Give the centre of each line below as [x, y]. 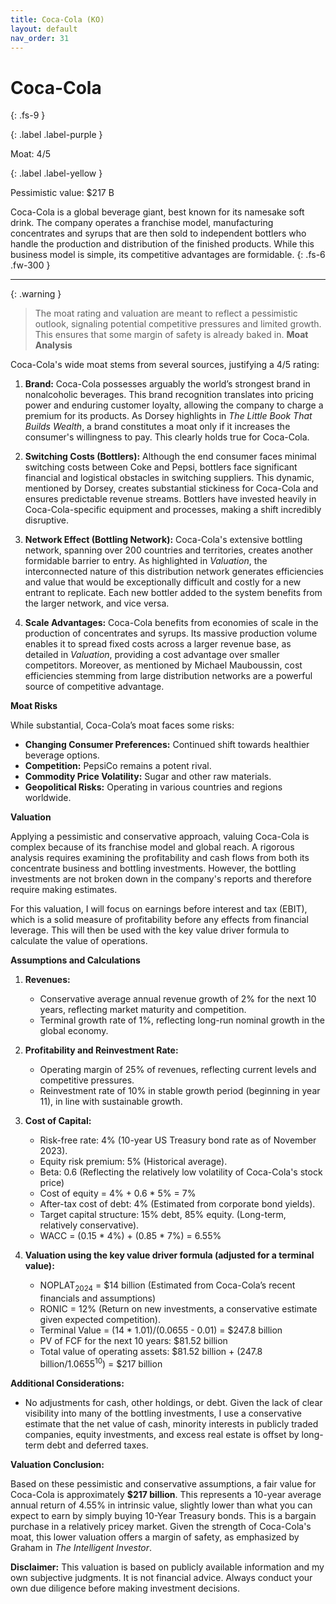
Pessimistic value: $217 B [62, 193]
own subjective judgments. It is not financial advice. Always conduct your [161, 1577]
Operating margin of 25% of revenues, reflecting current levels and [178, 1070]
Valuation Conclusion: [57, 1464]
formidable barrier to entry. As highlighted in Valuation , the [146, 561]
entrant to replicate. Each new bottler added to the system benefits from [173, 593]
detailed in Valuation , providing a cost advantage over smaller [152, 655]
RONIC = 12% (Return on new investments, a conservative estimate [178, 1309]
